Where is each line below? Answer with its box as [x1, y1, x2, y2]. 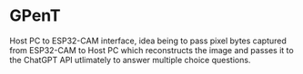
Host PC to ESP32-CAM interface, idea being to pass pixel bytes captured [9, 35, 287, 46]
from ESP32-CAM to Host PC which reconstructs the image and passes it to [9, 44, 294, 55]
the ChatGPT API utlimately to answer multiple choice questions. [9, 54, 251, 65]
